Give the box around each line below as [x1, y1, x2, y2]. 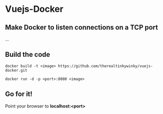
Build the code [5, 50, 50, 59]
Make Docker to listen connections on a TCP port [5, 23, 159, 32]
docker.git [5, 68, 28, 73]
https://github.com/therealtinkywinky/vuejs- [58, 63, 153, 69]
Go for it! [5, 90, 33, 98]
